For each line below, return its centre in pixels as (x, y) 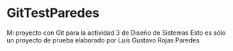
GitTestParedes (53, 13)
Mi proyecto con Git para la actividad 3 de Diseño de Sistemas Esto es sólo (116, 33)
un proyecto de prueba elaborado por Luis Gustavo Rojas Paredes (103, 40)
